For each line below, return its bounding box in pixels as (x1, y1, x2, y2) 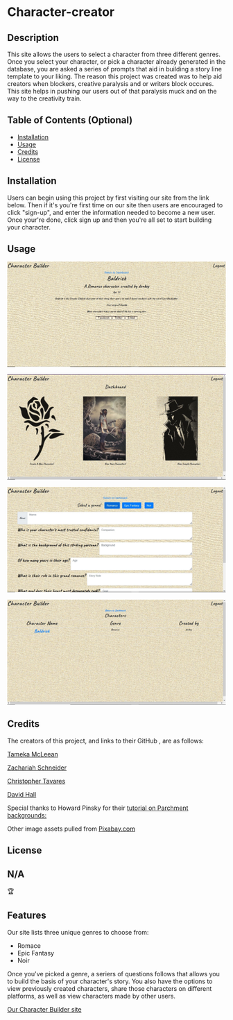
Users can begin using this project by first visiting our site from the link (7, 193, 209, 202)
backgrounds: (7, 811, 47, 819)
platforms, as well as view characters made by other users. (7, 992, 175, 1000)
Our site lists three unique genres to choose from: (7, 928, 149, 936)
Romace (17, 941, 42, 950)
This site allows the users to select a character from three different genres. (7, 50, 221, 58)
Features (7, 910, 46, 922)
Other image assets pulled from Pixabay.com (7, 824, 135, 833)
